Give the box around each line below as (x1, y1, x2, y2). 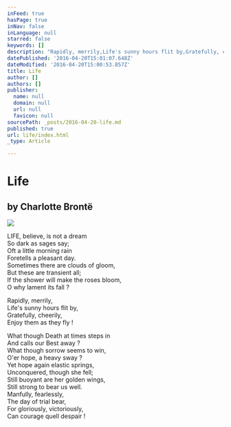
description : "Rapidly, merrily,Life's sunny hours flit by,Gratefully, (7, 49, 220, 56)
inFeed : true (7, 10, 45, 17)
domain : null (13, 100, 51, 107)
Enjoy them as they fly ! (7, 318, 74, 327)
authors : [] (7, 80, 41, 87)
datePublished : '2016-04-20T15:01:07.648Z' (7, 55, 134, 62)
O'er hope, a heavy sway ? (7, 353, 82, 362)
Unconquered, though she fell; (7, 369, 94, 377)
